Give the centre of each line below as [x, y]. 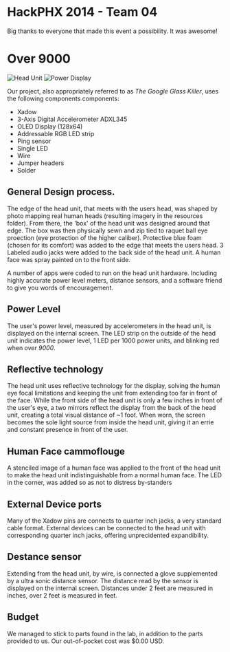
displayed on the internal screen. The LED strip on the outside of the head [112, 333]
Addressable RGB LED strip [56, 133]
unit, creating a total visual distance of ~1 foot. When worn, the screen [106, 415]
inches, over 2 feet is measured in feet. [62, 595]
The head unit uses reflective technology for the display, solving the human [114, 386]
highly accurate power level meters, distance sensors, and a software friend [115, 280]
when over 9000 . [32, 347]
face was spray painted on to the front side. [69, 259]
